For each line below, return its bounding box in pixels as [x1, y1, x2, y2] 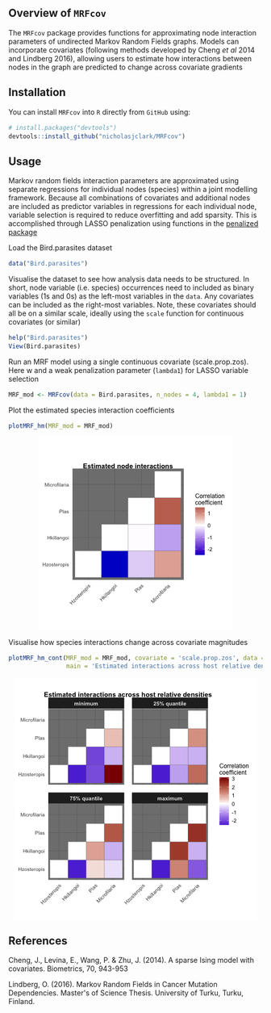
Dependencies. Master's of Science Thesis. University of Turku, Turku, [8, 988, 244, 998]
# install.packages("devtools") [8, 123, 117, 132]
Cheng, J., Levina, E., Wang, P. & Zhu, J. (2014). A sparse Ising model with [8, 956, 254, 965]
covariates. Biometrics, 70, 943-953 [8, 964, 129, 973]
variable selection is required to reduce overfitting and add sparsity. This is [8, 210, 257, 220]
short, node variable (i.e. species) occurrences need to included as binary [8, 283, 254, 293]
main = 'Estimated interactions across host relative [65, 662, 251, 671]
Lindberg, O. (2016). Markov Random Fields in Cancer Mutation [8, 980, 218, 990]
